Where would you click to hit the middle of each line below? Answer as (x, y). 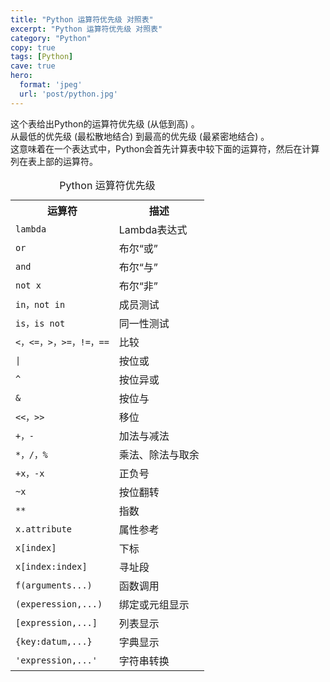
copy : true (33, 47)
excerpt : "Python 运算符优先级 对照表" (86, 29)
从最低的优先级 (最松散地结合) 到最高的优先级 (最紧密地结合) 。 (140, 136)
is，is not (40, 323)
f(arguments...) (54, 585)
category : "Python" (51, 38)
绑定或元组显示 (154, 604)
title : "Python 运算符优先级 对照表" (82, 19)
